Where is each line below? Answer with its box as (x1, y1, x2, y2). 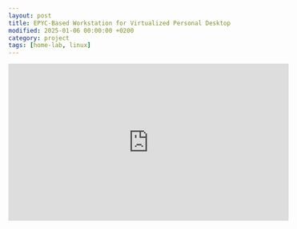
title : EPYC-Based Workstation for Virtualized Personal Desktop (8, 19, 231, 27)
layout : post (8, 11, 52, 20)
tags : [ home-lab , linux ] (8, 41, 91, 49)
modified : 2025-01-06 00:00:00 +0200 (8, 26, 134, 34)
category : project (8, 34, 70, 42)
